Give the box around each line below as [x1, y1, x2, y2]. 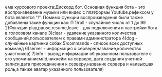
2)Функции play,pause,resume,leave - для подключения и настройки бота [5, 25, 158, 31]
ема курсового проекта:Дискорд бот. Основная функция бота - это [5, 4, 145, 10]
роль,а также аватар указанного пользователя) [5, 66, 104, 72]
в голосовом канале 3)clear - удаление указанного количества [5, 30, 136, 36]
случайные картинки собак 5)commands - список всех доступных [5, 40, 143, 46]
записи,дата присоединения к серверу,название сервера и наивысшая [5, 61, 154, 67]
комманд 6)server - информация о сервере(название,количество [5, 46, 142, 51]
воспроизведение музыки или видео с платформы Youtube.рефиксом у [5, 9, 154, 15]
